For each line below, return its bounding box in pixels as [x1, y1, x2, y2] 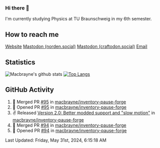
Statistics [5, 58, 36, 66]
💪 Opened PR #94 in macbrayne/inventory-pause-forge [12, 127, 127, 134]
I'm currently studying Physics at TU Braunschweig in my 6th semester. [5, 16, 152, 22]
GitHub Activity [5, 86, 54, 94]
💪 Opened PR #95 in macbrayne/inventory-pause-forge [12, 104, 127, 110]
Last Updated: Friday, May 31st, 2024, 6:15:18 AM [5, 137, 107, 143]
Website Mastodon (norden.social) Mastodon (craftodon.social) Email [5, 43, 148, 49]
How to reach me [5, 30, 59, 39]
